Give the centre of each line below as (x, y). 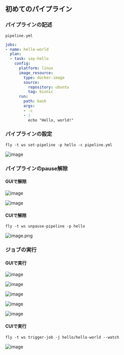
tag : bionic (40, 92)
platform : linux (36, 68)
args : (29, 106)
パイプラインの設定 (29, 134)
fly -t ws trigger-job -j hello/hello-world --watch (62, 337)
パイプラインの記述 (29, 25)
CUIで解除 (16, 215)
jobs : (11, 45)
